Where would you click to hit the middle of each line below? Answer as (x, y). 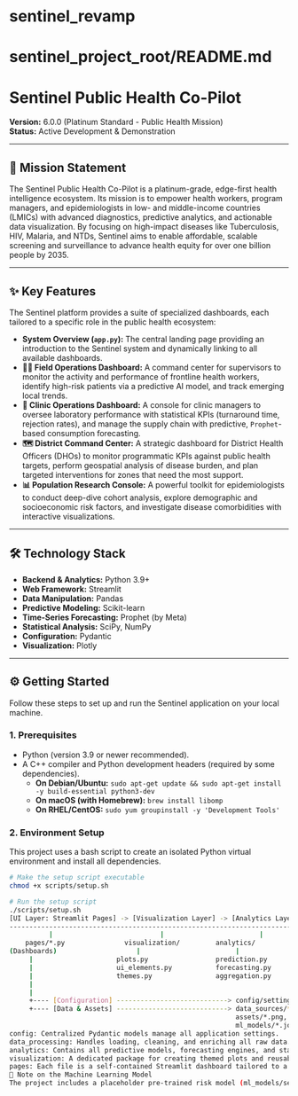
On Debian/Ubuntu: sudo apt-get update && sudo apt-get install (158, 783)
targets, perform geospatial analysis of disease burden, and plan (140, 465)
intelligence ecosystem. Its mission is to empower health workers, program (146, 199)
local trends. (45, 395)
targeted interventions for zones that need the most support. (133, 474)
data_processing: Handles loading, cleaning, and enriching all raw (138, 1042)
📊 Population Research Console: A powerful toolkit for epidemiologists (153, 484)
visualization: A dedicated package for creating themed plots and (137, 1058)
